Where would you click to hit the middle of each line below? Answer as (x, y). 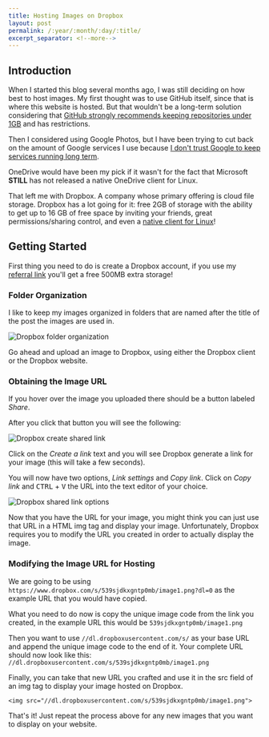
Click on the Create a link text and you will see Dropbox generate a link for (131, 454)
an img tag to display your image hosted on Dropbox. (96, 686)
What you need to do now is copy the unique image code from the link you (131, 614)
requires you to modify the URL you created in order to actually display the (131, 534)
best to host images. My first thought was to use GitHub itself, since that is (131, 99)
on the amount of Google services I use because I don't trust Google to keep (134, 148)
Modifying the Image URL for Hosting (82, 564)
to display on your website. (53, 724)
